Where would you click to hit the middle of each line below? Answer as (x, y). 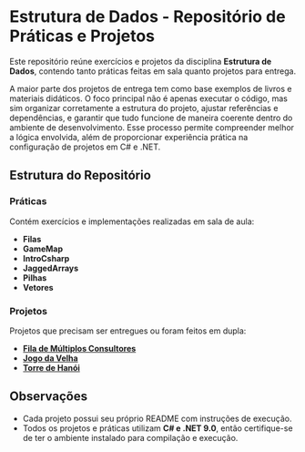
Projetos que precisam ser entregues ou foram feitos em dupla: (128, 331)
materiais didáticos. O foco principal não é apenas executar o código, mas (149, 98)
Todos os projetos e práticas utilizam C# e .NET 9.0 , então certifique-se (158, 428)
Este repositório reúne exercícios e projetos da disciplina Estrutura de (141, 61)
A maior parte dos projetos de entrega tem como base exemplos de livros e (151, 88)
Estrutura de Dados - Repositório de (147, 17)
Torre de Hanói (51, 367)
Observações (49, 397)
